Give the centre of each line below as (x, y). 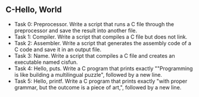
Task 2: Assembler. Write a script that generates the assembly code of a (103, 43)
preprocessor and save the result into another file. (76, 30)
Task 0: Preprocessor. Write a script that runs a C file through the (94, 24)
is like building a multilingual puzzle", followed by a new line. (88, 74)
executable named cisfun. (46, 62)
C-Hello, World (34, 10)
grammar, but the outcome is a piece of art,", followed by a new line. (98, 87)
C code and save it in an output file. (58, 49)
